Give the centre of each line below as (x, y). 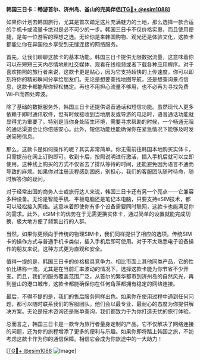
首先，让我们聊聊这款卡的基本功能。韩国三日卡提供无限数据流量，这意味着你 (100, 57)
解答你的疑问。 (29, 179)
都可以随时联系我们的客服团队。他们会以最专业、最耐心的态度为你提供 (102, 304)
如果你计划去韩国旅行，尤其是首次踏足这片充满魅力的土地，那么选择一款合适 (100, 22)
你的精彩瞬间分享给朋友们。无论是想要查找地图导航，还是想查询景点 (100, 79)
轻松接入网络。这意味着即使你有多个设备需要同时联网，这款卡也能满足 (102, 206)
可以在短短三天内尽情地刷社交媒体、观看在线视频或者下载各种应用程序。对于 (100, 64)
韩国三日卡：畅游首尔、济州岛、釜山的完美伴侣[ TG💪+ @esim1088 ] (88, 9)
